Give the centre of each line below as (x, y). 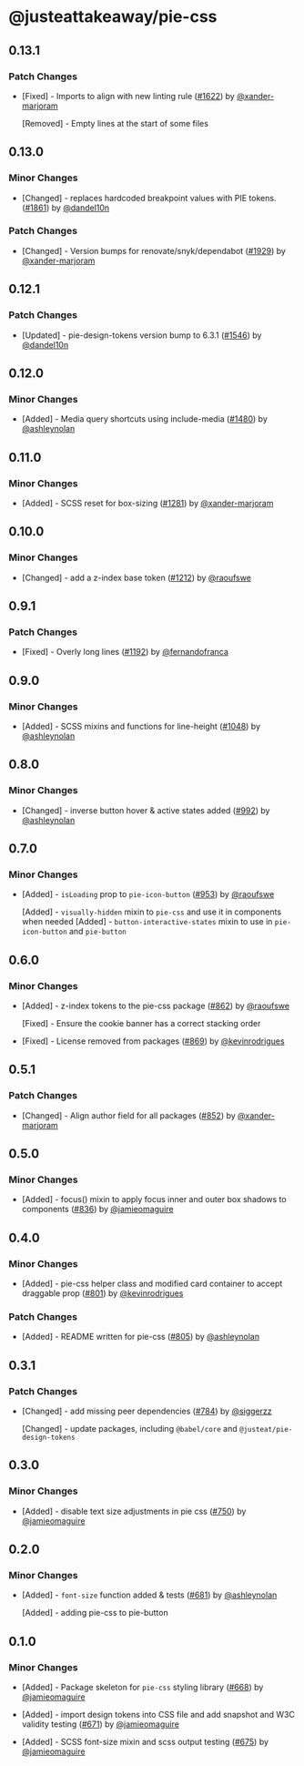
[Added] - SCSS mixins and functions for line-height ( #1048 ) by (141, 726)
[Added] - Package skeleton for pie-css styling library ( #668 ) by (142, 1688)
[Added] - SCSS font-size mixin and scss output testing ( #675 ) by (145, 1742)
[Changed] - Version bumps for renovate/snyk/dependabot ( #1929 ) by (153, 250)
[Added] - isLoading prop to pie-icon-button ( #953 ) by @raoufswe (148, 894)
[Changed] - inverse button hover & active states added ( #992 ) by (146, 810)
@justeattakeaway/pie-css (113, 17)
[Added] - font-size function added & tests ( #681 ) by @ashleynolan (149, 1595)
